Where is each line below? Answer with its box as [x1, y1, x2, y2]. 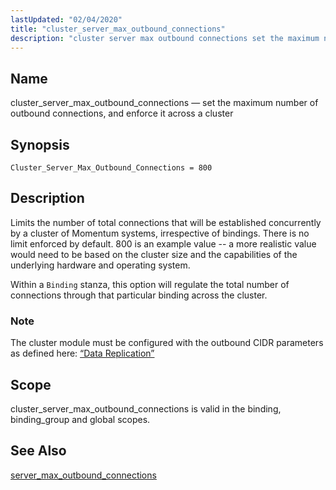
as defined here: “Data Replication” [10, 347, 155, 360]
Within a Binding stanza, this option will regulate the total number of [10, 278, 290, 290]
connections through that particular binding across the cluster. [10, 289, 268, 301]
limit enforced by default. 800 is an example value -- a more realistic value [10, 237, 317, 250]
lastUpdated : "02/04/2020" [10, 14, 123, 25]
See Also [10, 442, 67, 460]
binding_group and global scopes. [10, 413, 151, 425]
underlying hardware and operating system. [10, 259, 191, 271]
